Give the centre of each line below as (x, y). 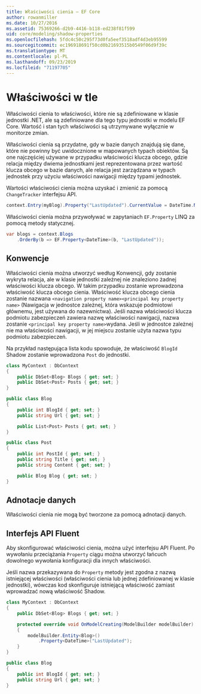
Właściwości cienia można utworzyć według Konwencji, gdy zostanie (92, 273)
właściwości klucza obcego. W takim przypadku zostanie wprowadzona (95, 286)
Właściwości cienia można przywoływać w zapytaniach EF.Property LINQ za (100, 217)
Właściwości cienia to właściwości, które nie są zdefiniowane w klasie (92, 114)
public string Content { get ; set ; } (64, 465)
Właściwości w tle (52, 97)
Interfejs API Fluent (43, 534)
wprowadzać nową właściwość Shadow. (56, 591)
